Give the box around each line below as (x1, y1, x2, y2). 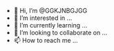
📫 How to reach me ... (13, 37, 78, 44)
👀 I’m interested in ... (13, 14, 73, 22)
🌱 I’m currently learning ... (13, 21, 88, 29)
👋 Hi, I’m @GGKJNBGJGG (13, 7, 88, 14)
